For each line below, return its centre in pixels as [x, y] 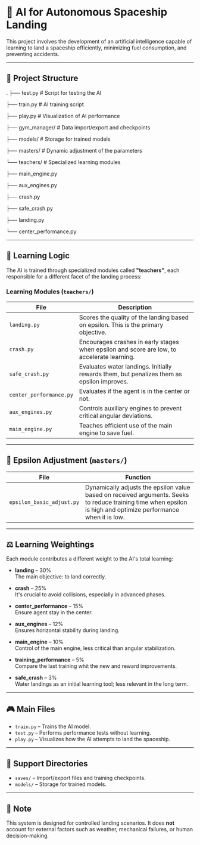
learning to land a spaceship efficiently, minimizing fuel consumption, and [96, 48]
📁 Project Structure [42, 78]
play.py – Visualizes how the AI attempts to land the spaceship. [93, 739]
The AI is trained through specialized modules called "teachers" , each [93, 270]
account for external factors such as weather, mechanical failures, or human [100, 829]
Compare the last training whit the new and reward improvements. [96, 666]
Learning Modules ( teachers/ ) [50, 292]
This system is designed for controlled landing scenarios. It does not [90, 823]
